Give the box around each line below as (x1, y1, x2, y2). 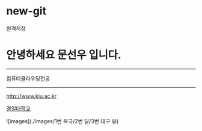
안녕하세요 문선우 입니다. (6, 48, 121, 62)
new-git (6, 4, 47, 18)
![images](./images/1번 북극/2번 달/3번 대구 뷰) (6, 117, 119, 124)
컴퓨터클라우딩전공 (6, 75, 50, 82)
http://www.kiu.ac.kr (6, 92, 57, 100)
